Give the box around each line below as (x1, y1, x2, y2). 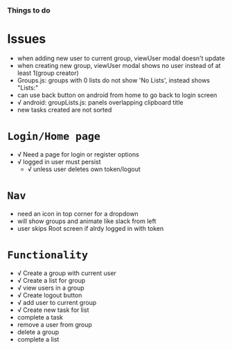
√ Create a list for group (17, 276, 86, 284)
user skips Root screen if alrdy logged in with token (17, 224, 164, 232)
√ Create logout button (17, 290, 82, 299)
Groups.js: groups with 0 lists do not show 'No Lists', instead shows (17, 76, 210, 85)
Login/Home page (7, 130, 100, 143)
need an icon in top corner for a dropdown (17, 209, 139, 218)
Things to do (7, 6, 51, 15)
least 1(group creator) (17, 69, 80, 77)
